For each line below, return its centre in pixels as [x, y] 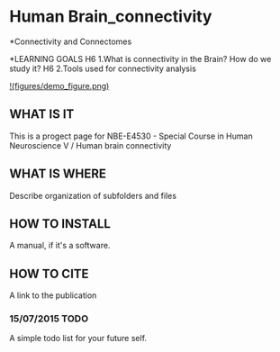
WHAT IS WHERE [58, 174]
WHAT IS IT [42, 114]
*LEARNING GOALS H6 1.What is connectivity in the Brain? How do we [140, 59]
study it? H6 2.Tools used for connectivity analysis [103, 68]
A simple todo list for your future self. [78, 338]
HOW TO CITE [49, 273]
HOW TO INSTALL [60, 224]
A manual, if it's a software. [60, 246]
